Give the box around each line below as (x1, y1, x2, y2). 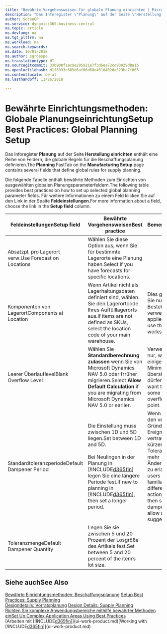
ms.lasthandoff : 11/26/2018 (5, 77, 64, 82)
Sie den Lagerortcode (87, 300, 139, 307)
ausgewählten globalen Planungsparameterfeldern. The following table (5, 182, 149, 188)
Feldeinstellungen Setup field (10, 221, 81, 228)
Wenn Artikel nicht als (87, 281, 139, 288)
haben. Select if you (87, 260, 133, 267)
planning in (87, 484, 114, 491)
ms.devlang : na (5, 30, 37, 35)
